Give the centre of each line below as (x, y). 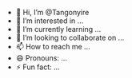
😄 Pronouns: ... (42, 58)
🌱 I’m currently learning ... (58, 29)
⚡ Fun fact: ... (38, 67)
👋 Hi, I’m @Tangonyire (52, 12)
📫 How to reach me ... (53, 47)
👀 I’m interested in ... (50, 21)
